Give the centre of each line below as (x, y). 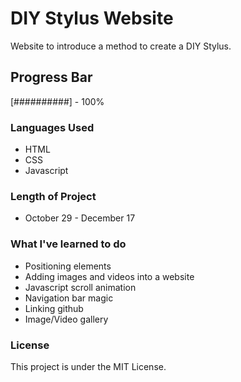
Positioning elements (68, 266)
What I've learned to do (68, 244)
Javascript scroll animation (80, 287)
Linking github (54, 308)
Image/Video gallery (66, 319)
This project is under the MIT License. (88, 366)
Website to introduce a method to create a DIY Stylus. (121, 46)
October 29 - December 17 (80, 218)
